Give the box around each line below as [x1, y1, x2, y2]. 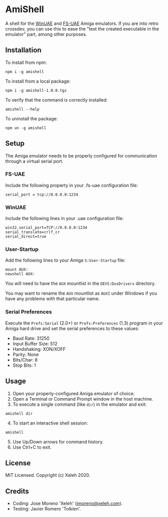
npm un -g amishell [5, 125, 47, 131]
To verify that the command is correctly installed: [5, 96, 108, 103]
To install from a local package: [5, 78, 71, 84]
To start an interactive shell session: [12, 420, 88, 426]
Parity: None [12, 351, 39, 358]
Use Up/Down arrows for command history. [12, 438, 104, 445]
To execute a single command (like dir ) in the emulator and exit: [12, 401, 147, 407]
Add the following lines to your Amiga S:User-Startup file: [5, 257, 126, 264]
